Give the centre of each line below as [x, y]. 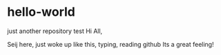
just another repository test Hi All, [55, 31]
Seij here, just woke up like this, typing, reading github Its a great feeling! [110, 44]
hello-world [41, 12]
